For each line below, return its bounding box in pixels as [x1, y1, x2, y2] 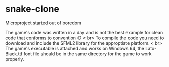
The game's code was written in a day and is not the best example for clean [5, 29, 163, 35]
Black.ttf [5, 51, 23, 57]
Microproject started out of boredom [5, 20, 82, 26]
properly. [5, 56, 24, 62]
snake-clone [5, 3, 60, 15]
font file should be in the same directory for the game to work [23, 51, 152, 57]
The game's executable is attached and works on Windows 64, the [5, 45, 144, 51]
